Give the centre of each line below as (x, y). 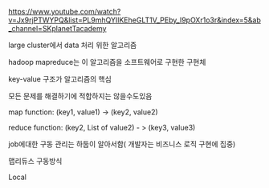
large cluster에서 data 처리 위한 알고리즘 (73, 45)
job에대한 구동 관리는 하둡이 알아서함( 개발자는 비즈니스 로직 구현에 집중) (122, 144)
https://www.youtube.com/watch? (65, 12)
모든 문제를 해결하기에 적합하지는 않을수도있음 (80, 96)
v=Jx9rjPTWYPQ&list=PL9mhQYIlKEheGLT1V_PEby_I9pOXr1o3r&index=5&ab (134, 20)
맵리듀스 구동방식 (35, 161)
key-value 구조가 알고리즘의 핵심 (60, 79)
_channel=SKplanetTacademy (57, 28)
